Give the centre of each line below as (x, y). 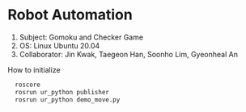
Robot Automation (70, 15)
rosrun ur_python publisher (62, 92)
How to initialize (34, 69)
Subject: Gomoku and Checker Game (81, 37)
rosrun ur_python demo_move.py (68, 100)
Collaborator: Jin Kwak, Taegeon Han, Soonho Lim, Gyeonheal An (128, 54)
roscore (28, 85)
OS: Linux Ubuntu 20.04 (59, 45)
